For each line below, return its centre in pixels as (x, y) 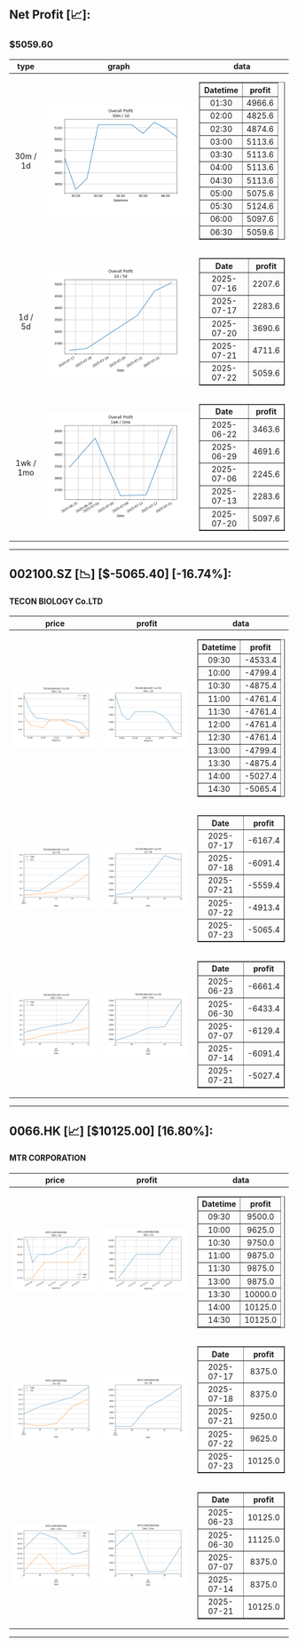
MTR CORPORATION (48, 1158)
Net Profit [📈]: (50, 15)
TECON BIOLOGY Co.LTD (56, 601)
